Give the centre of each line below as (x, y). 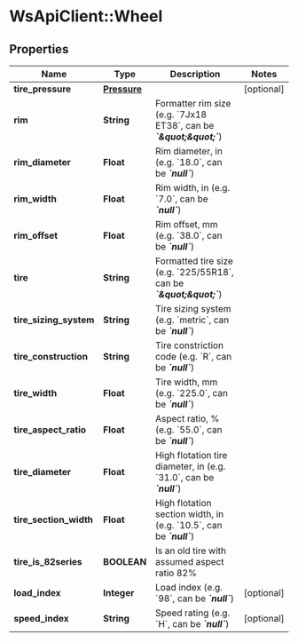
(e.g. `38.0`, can (188, 235)
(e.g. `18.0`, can (188, 162)
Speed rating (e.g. (192, 613)
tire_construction (51, 357)
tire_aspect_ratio (50, 430)
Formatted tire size (194, 261)
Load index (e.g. (189, 587)
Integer (119, 593)
